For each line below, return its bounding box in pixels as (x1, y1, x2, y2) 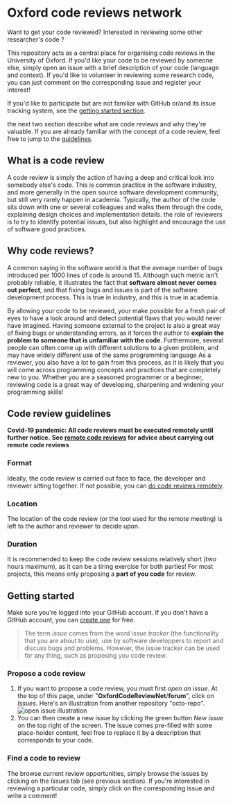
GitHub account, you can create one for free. (7, 616, 135, 624)
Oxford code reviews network (7, 5, 182, 21)
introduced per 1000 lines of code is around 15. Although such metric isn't (7, 271, 218, 279)
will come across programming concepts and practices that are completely (7, 365, 221, 374)
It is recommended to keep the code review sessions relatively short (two (7, 555, 217, 563)
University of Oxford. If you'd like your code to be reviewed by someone (7, 56, 214, 64)
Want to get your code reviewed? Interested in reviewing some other (7, 28, 202, 36)
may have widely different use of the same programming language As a (7, 351, 212, 359)
